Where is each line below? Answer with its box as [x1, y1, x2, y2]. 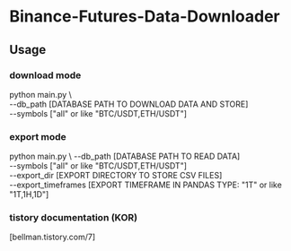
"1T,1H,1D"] [9, 189, 49, 200]
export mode [9, 130, 67, 143]
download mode [9, 69, 82, 82]
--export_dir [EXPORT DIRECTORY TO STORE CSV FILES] [9, 170, 223, 181]
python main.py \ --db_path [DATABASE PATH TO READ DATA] [9, 151, 241, 162]
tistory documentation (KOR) [9, 212, 137, 224]
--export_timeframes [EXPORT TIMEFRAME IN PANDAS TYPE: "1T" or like [9, 179, 283, 190]
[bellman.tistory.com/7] [9, 231, 96, 243]
